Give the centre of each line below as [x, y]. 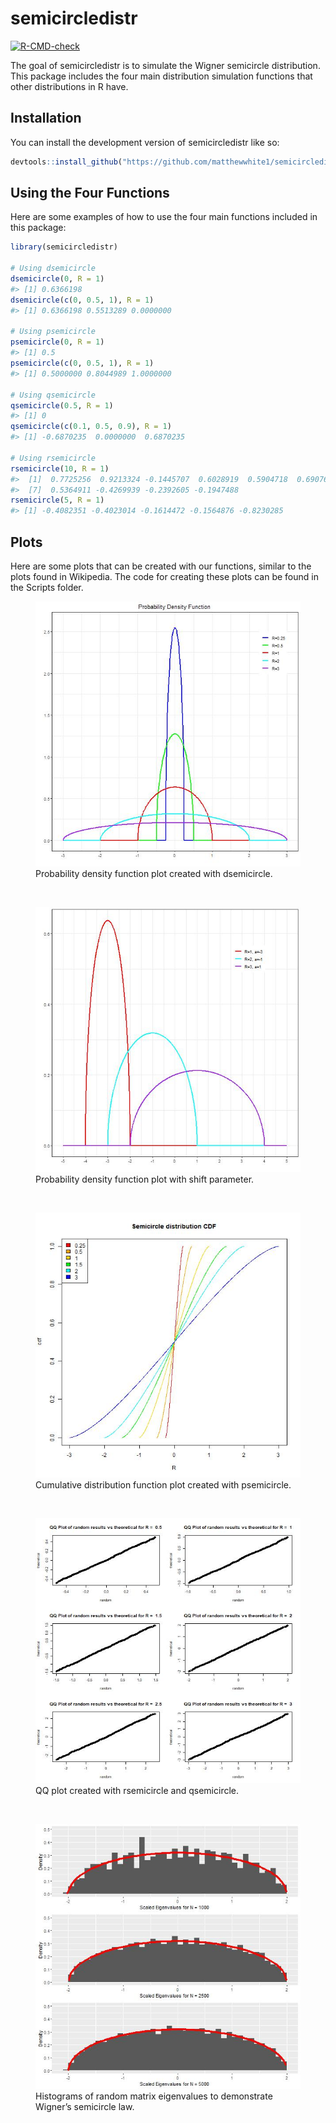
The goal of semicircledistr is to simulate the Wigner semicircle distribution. [165, 65]
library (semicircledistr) [64, 247]
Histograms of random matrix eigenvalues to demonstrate [154, 2096]
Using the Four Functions [90, 193]
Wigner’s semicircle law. [85, 2106]
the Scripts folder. [47, 587]
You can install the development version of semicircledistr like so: [145, 142]
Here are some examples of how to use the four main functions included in [164, 217]
